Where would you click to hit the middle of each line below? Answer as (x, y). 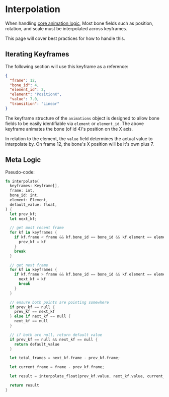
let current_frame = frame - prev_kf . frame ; (57, 367)
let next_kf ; (23, 219)
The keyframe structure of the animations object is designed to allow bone (82, 118)
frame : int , (22, 191)
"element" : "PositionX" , (36, 94)
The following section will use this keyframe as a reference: (67, 66)
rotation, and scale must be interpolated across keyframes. (66, 28)
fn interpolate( (22, 181)
